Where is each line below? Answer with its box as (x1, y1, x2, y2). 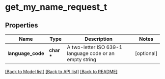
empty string (67, 56, 97, 63)
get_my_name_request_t (5, 1, 107, 13)
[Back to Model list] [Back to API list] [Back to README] (5, 69, 118, 75)
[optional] (135, 50, 158, 56)
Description (84, 36, 113, 42)
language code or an (67, 50, 115, 56)
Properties (5, 21, 38, 29)
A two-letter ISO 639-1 (67, 44, 123, 51)
